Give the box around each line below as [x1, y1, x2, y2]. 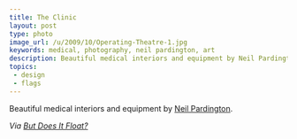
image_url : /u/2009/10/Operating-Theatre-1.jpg [9, 37, 188, 47]
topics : [9, 63, 38, 72]
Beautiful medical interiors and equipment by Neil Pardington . [9, 103, 233, 113]
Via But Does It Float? [9, 120, 88, 131]
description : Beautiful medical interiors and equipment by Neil [9, 54, 255, 63]
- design [12, 71, 46, 80]
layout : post [9, 21, 57, 30]
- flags [12, 79, 42, 88]
